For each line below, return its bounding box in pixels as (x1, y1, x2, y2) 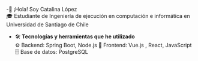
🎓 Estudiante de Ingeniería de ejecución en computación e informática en (6, 13, 190, 19)
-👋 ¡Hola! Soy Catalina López (6, 6, 77, 13)
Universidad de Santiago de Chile (6, 21, 89, 28)
